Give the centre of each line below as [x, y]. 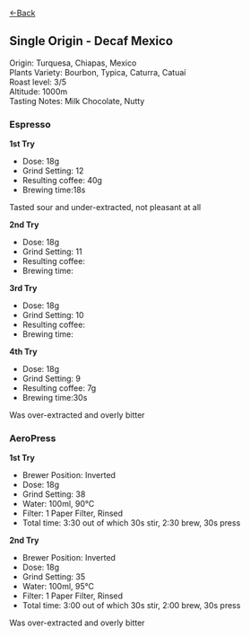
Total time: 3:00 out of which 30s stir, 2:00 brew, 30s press [131, 606]
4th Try [23, 352]
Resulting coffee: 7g [59, 388]
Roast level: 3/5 [38, 82]
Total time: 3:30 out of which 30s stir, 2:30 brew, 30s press [131, 523]
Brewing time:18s [54, 190]
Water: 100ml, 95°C [58, 587]
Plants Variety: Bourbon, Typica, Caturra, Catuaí [98, 72]
